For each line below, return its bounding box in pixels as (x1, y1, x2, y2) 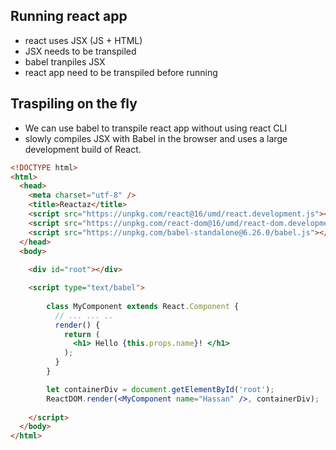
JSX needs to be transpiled (24, 45, 137, 57)
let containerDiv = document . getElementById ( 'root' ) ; (46, 384, 275, 394)
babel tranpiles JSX (24, 55, 106, 68)
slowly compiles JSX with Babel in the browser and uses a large (24, 132, 288, 144)
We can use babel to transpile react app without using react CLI (24, 122, 288, 134)
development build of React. (24, 143, 142, 155)
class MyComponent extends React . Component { (46, 301, 240, 311)
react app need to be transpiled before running (24, 66, 218, 78)
